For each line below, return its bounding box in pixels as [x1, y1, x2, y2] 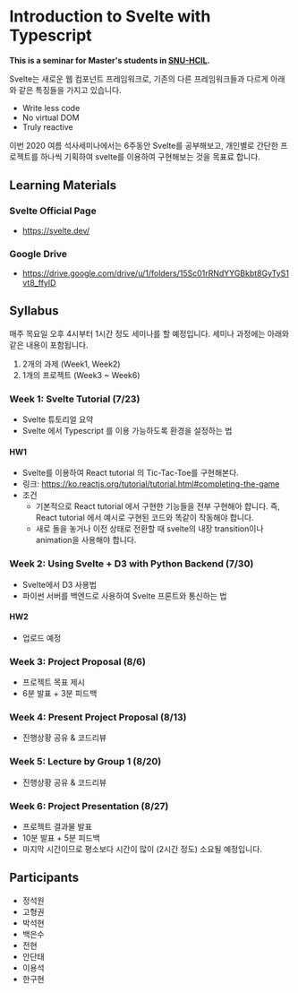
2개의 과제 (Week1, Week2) [21, 358, 121, 369]
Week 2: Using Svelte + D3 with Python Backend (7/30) [9, 557, 254, 570]
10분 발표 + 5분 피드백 [21, 832, 100, 843]
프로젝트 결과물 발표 [21, 821, 92, 832]
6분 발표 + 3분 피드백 [21, 688, 98, 699]
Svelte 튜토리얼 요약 [21, 414, 94, 425]
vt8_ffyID [21, 277, 56, 288]
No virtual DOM [21, 112, 80, 123]
